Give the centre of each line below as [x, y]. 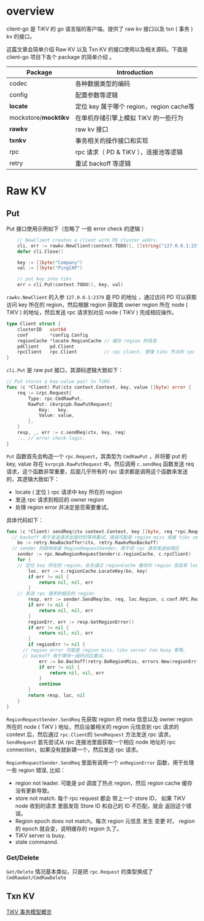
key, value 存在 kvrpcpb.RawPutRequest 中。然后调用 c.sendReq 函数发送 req [100, 464]
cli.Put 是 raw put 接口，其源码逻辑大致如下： [65, 370]
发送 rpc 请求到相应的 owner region [59, 499]
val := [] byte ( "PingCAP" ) [50, 268]
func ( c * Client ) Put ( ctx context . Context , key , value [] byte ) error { [99, 387]
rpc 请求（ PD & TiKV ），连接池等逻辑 [129, 152]
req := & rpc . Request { [44, 393]
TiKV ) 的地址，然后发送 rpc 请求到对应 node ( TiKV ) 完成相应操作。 [92, 312]
